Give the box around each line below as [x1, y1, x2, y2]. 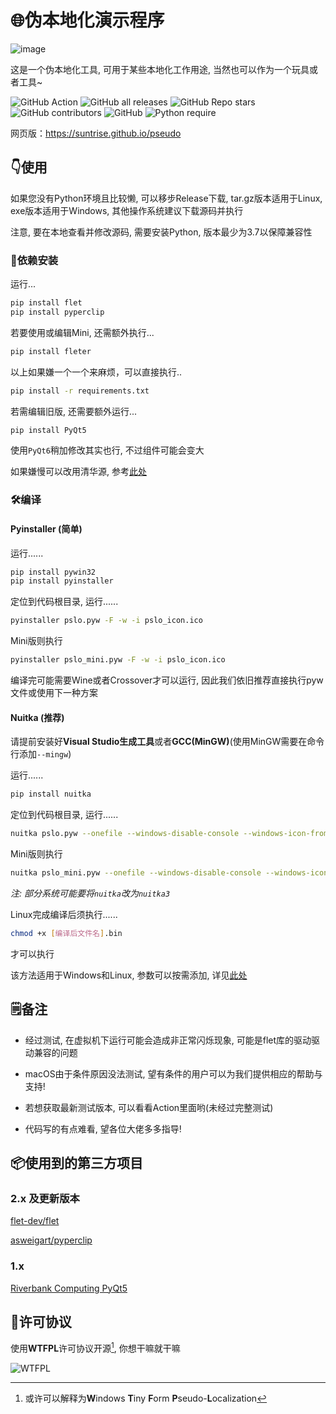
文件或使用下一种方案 [10, 687, 98, 699]
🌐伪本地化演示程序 [10, 9, 165, 32]
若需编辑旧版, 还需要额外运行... [10, 405, 138, 417]
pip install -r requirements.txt [10, 386, 150, 396]
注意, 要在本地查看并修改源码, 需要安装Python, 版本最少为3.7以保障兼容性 [10, 226, 313, 238]
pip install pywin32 [10, 567, 97, 577]
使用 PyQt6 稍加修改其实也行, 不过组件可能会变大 [10, 444, 205, 456]
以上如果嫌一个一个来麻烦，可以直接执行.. [10, 366, 183, 378]
